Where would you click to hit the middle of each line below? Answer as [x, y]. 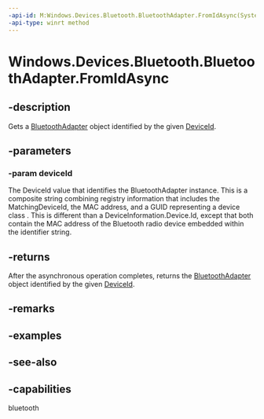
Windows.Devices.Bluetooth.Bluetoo [132, 62]
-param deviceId [40, 173]
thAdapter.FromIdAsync [89, 78]
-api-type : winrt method [49, 23]
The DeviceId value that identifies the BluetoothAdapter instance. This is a [128, 190]
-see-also [33, 362]
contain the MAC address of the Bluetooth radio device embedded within [126, 224]
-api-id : [22, 15]
